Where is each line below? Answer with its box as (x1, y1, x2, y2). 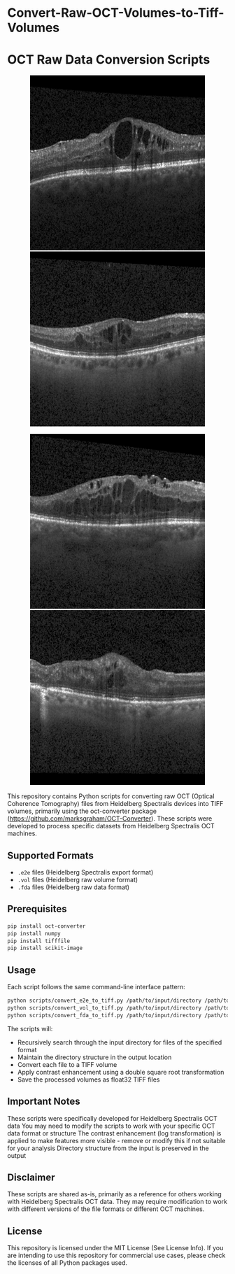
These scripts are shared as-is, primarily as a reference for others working (7, 1190, 222, 1198)
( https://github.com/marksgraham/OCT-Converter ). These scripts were (7, 814, 213, 823)
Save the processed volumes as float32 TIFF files (17, 1075, 160, 1084)
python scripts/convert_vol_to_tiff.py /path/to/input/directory (7, 1004, 201, 1012)
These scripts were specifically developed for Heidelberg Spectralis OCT (7, 1114, 218, 1122)
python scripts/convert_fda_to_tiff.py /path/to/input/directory (7, 1012, 201, 1019)
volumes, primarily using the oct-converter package (7, 807, 157, 816)
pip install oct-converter (7, 922, 86, 930)
